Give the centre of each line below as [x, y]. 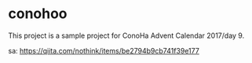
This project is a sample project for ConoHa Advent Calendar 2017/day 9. [126, 35]
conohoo [38, 14]
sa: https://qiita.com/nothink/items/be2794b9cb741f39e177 [104, 50]
